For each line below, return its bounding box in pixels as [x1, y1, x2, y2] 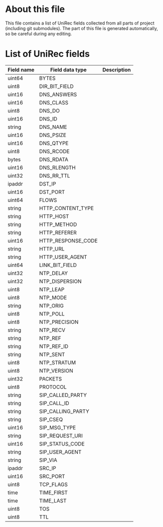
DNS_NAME [39, 123, 67, 130]
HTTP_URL [39, 245, 65, 252]
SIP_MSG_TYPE [39, 424, 76, 431]
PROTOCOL [39, 383, 67, 390]
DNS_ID [39, 115, 57, 122]
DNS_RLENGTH [39, 164, 76, 171]
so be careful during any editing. [5, 30, 72, 36]
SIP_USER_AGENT [39, 448, 82, 455]
